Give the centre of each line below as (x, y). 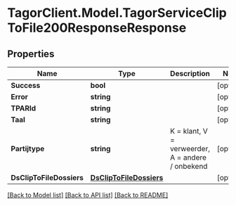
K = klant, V (189, 131)
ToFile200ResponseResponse (97, 28)
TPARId (24, 108)
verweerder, (190, 149)
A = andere (188, 157)
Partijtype (28, 149)
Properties (31, 54)
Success (26, 85)
